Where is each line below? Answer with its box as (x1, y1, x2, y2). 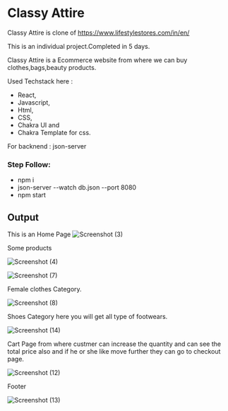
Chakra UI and (17, 120, 60, 129)
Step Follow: (7, 159, 51, 169)
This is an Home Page (7, 230, 71, 238)
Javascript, (17, 98, 51, 107)
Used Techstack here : (7, 76, 73, 86)
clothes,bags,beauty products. (7, 63, 97, 71)
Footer (7, 382, 27, 390)
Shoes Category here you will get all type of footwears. (7, 313, 168, 321)
